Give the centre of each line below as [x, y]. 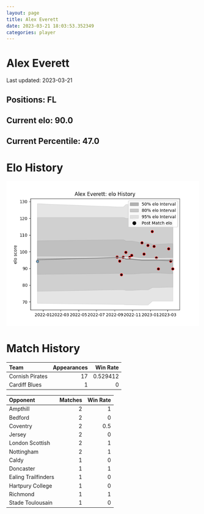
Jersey [17, 434]
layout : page [23, 13]
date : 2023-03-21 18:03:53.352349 [50, 26]
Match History [43, 349]
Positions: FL [31, 100]
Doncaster [22, 469]
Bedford [19, 417]
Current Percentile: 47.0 [53, 141]
